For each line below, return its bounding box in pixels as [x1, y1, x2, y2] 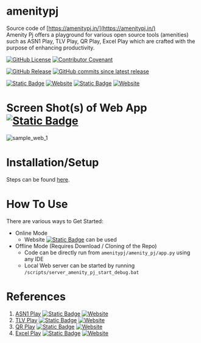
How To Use [6, 197, 68, 211]
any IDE [24, 255, 44, 262]
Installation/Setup [6, 156, 99, 169]
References [6, 289, 66, 303]
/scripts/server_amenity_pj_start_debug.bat [24, 269, 139, 276]
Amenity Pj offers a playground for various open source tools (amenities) [6, 31, 189, 38]
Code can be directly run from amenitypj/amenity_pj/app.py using [24, 249, 191, 256]
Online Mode [15, 229, 48, 237]
